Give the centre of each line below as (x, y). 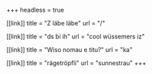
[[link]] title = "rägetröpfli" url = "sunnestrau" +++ (76, 63)
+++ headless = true (35, 10)
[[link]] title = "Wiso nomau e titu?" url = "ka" (69, 50)
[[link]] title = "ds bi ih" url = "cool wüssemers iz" (76, 36)
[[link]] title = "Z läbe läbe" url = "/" (56, 23)
